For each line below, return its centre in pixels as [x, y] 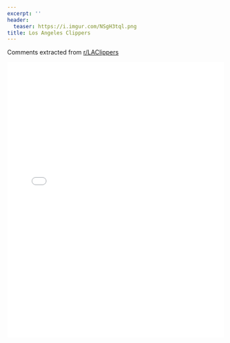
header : [18, 20]
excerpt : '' [24, 13]
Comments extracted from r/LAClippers [63, 52]
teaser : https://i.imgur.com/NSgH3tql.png [75, 26]
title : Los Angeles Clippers [49, 33]
